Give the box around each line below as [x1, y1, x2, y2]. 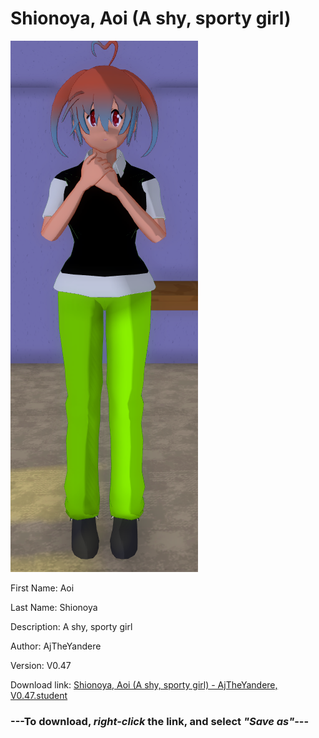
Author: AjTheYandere [10, 640, 102, 652]
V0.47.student [10, 689, 68, 701]
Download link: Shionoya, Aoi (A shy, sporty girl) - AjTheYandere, [10, 678, 278, 691]
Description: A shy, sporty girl [10, 620, 133, 632]
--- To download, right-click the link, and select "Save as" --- [10, 714, 310, 728]
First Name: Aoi [10, 582, 75, 594]
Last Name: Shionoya [10, 601, 98, 613]
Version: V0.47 [10, 659, 72, 671]
